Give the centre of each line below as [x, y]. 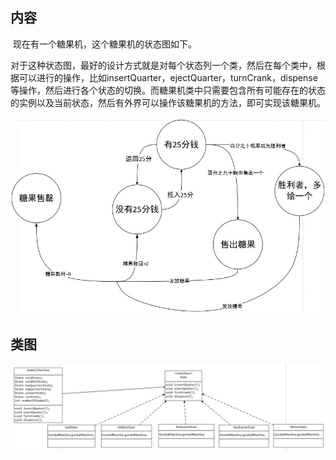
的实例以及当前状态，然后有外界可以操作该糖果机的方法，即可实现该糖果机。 [168, 102]
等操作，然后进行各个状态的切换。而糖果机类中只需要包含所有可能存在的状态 [168, 90]
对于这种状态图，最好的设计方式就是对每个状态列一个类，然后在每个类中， [163, 65]
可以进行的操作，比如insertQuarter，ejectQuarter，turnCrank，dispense [168, 77]
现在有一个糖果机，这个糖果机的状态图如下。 [104, 44]
